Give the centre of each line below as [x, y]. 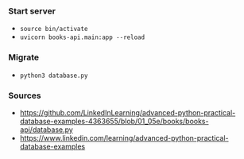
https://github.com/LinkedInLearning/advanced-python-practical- [128, 112]
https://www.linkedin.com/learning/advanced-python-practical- [124, 138]
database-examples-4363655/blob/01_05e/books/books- [114, 121]
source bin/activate [54, 29]
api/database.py [46, 130]
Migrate [24, 57]
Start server [32, 11]
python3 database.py [54, 76]
